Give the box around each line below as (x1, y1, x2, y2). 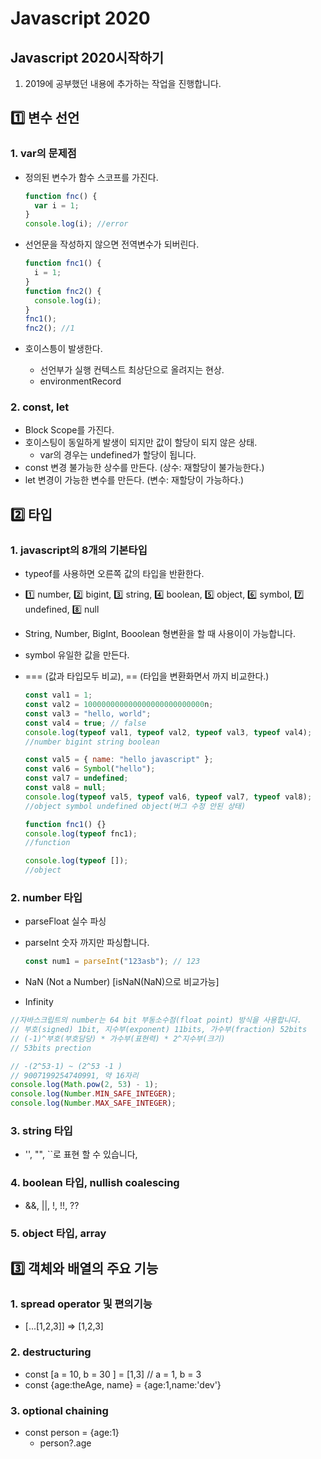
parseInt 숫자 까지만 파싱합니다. (24, 937, 150, 949)
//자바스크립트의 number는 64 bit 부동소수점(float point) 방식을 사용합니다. (10, 1015, 302, 1026)
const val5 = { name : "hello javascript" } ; (24, 755, 214, 765)
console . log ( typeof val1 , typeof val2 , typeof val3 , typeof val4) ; (24, 727, 313, 737)
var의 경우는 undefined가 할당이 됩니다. (39, 449, 197, 461)
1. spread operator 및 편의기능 (10, 1297, 153, 1311)
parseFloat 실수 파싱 (24, 915, 107, 927)
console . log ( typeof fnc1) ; (24, 828, 138, 839)
